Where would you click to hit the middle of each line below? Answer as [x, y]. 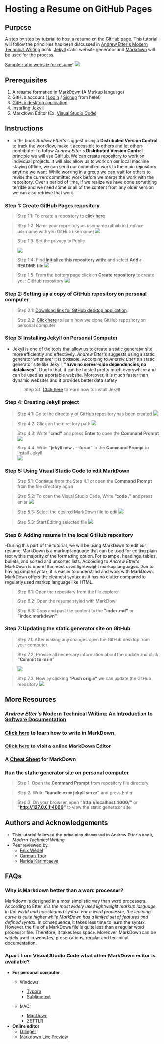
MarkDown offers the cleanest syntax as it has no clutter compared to [75, 577]
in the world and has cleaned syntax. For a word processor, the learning [78, 911]
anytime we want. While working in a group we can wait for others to [81, 172]
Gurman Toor [33, 855]
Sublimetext [39, 996]
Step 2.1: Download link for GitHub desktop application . [72, 310]
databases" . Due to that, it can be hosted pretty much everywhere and [84, 369]
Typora [34, 991]
